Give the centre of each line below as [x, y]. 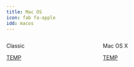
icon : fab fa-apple [31, 18]
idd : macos [20, 23]
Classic [16, 46]
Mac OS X [115, 46]
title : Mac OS [24, 12]
